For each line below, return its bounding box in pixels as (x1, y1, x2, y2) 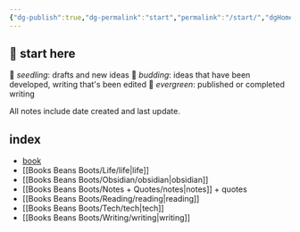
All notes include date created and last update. (9, 106, 180, 117)
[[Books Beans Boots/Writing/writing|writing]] (21, 212, 190, 223)
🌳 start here (9, 46, 76, 62)
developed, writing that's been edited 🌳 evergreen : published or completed (9, 79, 286, 90)
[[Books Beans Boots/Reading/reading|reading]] (21, 194, 200, 204)
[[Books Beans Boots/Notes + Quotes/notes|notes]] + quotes (21, 184, 247, 195)
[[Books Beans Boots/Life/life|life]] (21, 165, 150, 176)
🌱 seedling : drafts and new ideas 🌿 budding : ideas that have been (9, 70, 251, 80)
